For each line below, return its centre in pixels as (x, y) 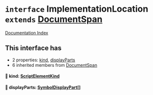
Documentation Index (27, 33)
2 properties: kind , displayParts (44, 60)
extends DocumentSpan (54, 19)
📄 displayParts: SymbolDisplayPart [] (43, 87)
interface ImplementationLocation (77, 9)
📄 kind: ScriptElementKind (33, 76)
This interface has (33, 48)
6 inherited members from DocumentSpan (55, 65)
